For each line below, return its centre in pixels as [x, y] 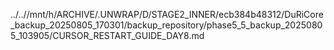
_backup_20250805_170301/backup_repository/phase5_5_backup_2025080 [166, 25]
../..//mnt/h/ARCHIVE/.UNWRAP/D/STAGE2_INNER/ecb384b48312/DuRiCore [167, 14]
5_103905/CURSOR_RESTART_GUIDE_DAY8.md [107, 35]
